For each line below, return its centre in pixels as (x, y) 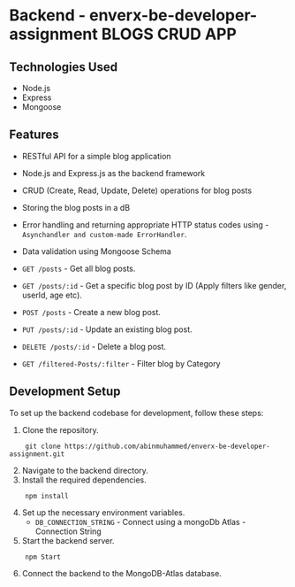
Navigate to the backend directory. (85, 470)
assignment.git (37, 454)
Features (34, 135)
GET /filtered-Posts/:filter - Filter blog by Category (121, 363)
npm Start (43, 557)
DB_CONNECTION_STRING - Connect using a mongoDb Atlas (137, 521)
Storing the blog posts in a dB (76, 207)
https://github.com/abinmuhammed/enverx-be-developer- (168, 446)
